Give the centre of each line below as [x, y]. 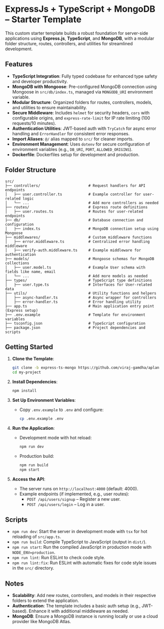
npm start [30, 470]
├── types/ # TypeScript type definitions [79, 280]
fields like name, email [30, 271]
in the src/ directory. [33, 568]
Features [19, 64]
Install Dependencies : [35, 382]
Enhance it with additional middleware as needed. [79, 611]
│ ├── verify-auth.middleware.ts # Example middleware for [73, 250]
